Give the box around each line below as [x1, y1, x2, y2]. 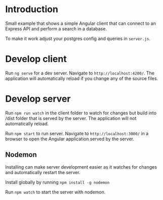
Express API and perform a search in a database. [5, 25, 107, 31]
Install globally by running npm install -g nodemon [5, 179, 110, 185]
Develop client [5, 53, 67, 65]
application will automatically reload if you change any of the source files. [5, 75, 158, 82]
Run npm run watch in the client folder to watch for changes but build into [5, 110, 156, 116]
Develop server [5, 93, 71, 105]
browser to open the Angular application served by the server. [5, 136, 135, 142]
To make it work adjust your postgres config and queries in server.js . [5, 35, 150, 42]
